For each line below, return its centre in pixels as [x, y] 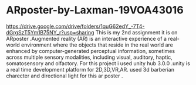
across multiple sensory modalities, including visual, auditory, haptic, [89, 57]
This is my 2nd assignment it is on [136, 32]
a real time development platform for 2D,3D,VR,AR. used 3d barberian [90, 69]
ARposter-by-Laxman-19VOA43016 [95, 10]
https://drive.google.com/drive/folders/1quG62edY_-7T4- [75, 26]
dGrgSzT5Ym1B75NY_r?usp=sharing [50, 32]
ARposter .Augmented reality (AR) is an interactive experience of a [87, 38]
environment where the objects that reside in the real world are [97, 45]
